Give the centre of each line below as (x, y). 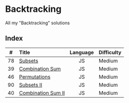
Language (82, 52)
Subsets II (31, 85)
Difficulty (110, 52)
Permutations (35, 77)
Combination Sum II (42, 93)
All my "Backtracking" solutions (38, 23)
